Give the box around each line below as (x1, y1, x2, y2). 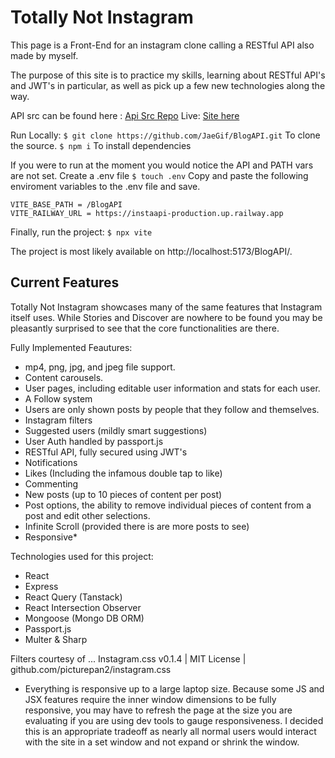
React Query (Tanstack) (24, 591, 123, 603)
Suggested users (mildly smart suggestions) (24, 424, 208, 436)
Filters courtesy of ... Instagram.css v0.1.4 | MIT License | (10, 652, 247, 665)
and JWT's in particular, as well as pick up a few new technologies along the (10, 79, 326, 91)
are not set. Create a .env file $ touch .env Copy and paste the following (10, 169, 309, 181)
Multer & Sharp (24, 633, 88, 645)
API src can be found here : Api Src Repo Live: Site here (10, 109, 240, 121)
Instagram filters (24, 414, 93, 426)
